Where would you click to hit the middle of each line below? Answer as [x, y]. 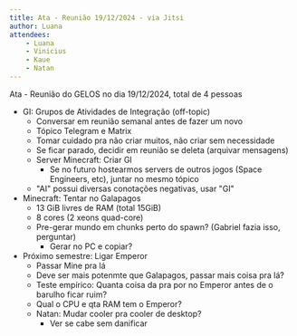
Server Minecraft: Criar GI [84, 159]
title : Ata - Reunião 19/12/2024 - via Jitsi [96, 18]
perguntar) [56, 236]
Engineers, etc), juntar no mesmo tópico [124, 178]
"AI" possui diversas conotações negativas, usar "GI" [135, 188]
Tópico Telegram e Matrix [84, 130]
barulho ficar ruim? [71, 294]
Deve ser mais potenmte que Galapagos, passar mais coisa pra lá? [160, 275]
